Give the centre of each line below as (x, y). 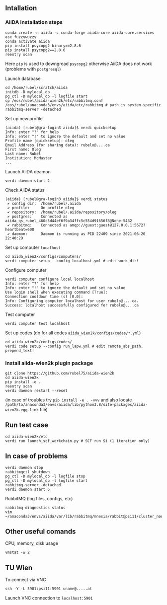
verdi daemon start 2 (28, 181)
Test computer (20, 314)
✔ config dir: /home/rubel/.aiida (44, 203)
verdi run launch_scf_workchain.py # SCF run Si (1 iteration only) (78, 441)
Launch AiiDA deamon (28, 171)
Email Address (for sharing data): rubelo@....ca (58, 145)
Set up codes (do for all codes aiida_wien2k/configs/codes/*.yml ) (73, 333)
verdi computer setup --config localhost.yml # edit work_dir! (72, 261)
